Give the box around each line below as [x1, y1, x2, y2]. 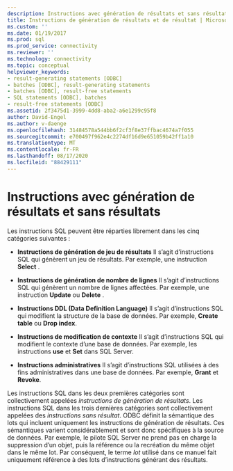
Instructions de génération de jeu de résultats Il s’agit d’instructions [17, 248, 214, 256]
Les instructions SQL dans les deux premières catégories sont [7, 389, 185, 397]
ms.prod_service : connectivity [7, 42, 98, 49]
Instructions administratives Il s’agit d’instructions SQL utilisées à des [17, 360, 219, 369]
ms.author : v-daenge [7, 120, 67, 127]
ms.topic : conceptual [7, 62, 70, 69]
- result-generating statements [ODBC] [7, 74, 123, 82]
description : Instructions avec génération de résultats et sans [7, 10, 200, 17]
